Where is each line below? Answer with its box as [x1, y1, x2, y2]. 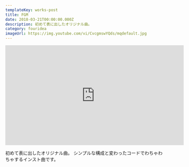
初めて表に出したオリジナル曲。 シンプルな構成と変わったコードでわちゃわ [5, 150, 163, 156]
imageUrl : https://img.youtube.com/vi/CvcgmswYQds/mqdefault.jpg [5, 31, 147, 36]
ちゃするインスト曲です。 [5, 156, 59, 162]
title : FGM [5, 12, 29, 17]
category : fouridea [5, 26, 47, 31]
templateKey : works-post [5, 7, 58, 13]
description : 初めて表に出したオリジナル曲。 [5, 21, 92, 27]
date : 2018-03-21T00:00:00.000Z [5, 17, 74, 22]
